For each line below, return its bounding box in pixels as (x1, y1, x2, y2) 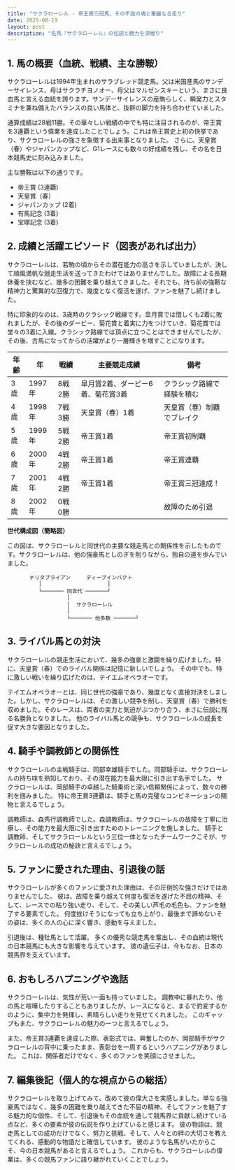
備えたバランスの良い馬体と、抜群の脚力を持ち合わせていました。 (37, 104, 228, 112)
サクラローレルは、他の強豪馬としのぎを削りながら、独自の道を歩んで (18, 550, 221, 558)
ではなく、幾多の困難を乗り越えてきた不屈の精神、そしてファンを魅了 (19, 1102, 222, 1111)
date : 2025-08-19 (7, 17, 58, 24)
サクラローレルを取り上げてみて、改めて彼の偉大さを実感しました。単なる (7, 1094, 222, 1102)
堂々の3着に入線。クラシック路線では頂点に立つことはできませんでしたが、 (7, 327, 225, 336)
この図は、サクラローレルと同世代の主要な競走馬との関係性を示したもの (7, 541, 215, 550)
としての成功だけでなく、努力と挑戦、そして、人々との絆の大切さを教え (19, 1129, 227, 1137)
